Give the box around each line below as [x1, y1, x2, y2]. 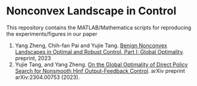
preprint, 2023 [14, 54, 51, 62]
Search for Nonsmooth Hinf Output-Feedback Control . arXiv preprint [14, 67, 186, 74]
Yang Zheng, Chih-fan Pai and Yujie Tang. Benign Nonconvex [14, 42, 167, 49]
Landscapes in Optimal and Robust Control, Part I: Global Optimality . [14, 48, 185, 55]
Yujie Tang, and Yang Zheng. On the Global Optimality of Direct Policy [14, 61, 188, 68]
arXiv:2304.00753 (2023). [14, 73, 80, 81]
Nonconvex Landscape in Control [6, 4, 177, 18]
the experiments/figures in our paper [6, 30, 98, 37]
